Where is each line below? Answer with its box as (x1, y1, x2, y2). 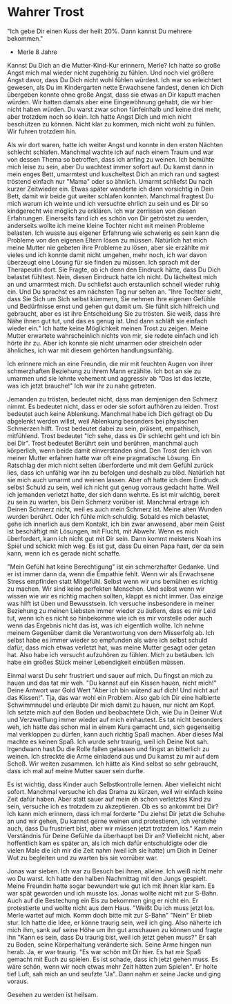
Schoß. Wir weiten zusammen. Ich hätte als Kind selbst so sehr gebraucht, (7, 759, 219, 768)
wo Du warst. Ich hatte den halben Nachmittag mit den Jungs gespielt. (7, 874, 208, 882)
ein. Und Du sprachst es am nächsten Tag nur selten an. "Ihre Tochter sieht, (7, 287, 223, 296)
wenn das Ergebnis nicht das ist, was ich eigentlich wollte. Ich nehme (7, 621, 204, 629)
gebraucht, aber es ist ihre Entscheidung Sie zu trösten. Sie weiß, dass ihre (7, 309, 221, 318)
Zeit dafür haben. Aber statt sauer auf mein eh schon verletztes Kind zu (7, 795, 211, 803)
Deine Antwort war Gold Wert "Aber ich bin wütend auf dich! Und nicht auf (7, 685, 219, 694)
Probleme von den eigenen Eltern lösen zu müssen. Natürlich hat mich (7, 236, 207, 244)
